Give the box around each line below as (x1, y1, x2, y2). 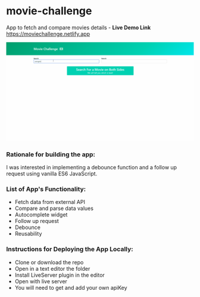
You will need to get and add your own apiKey (14, 284, 127, 291)
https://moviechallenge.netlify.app (6, 30, 90, 37)
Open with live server (14, 277, 67, 284)
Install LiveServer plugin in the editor (14, 271, 105, 279)
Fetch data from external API (14, 199, 85, 206)
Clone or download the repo (14, 258, 84, 266)
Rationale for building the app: (6, 150, 96, 159)
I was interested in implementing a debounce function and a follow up (6, 164, 177, 171)
